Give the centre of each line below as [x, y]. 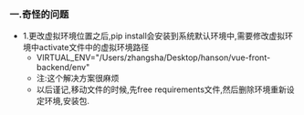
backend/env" [63, 68]
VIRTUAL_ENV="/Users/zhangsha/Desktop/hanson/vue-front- [153, 57]
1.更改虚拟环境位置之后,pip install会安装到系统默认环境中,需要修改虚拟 [154, 36]
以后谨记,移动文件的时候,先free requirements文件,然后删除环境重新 [162, 89]
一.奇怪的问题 [39, 14]
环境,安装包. [67, 101]
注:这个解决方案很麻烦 [78, 78]
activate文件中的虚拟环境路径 [94, 47]
